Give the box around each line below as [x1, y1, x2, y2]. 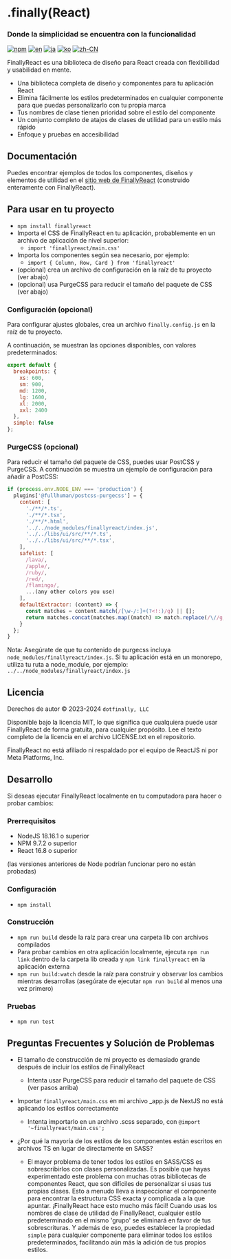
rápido [16, 123, 36, 132]
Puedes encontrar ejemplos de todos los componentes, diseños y [7, 169, 193, 177]
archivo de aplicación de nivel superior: [16, 236, 129, 245]
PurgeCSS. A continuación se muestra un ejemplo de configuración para [7, 465, 213, 474]
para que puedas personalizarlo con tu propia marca [16, 101, 166, 110]
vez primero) [16, 984, 54, 992]
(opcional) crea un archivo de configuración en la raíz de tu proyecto [16, 265, 212, 274]
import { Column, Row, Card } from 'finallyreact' [27, 260, 176, 267]
